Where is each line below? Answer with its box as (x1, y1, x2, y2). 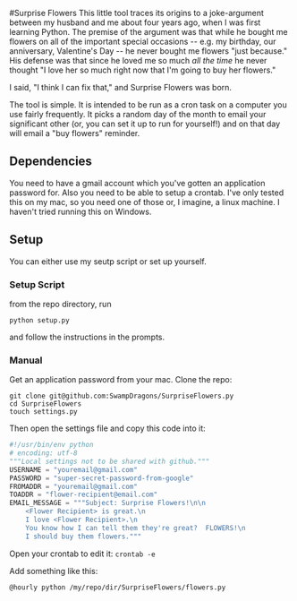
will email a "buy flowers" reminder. (9, 128, 140, 138)
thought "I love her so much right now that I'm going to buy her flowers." (9, 64, 276, 75)
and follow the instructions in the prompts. (9, 331, 165, 342)
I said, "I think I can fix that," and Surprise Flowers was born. (9, 82, 233, 92)
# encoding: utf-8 (9, 449, 78, 458)
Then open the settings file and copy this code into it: (9, 423, 206, 434)
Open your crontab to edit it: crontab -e (9, 548, 156, 559)
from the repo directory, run (9, 298, 112, 309)
